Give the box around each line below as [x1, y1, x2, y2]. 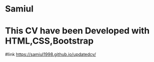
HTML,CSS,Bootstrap [5, 36, 94, 47]
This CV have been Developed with [5, 25, 150, 37]
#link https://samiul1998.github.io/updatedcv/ [5, 51, 96, 57]
